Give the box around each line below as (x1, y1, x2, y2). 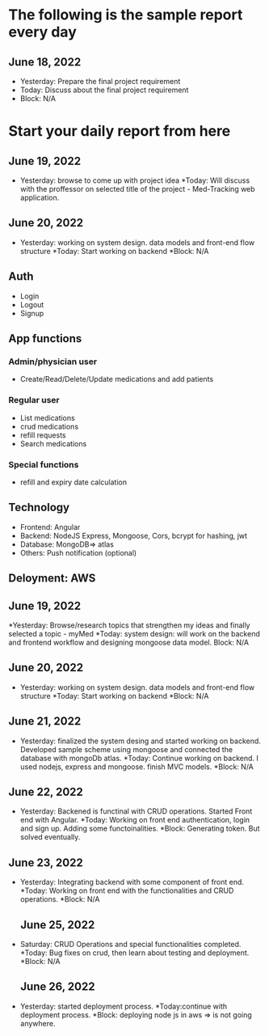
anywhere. (19, 1018, 56, 1028)
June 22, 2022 (8, 784, 83, 798)
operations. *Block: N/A (19, 894, 100, 904)
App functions (8, 332, 82, 345)
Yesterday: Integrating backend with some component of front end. (19, 877, 245, 887)
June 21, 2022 (8, 714, 82, 729)
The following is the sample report (8, 6, 243, 24)
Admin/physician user (8, 356, 98, 367)
